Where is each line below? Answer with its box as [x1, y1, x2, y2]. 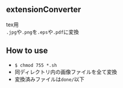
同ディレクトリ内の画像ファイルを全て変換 [14, 68, 117, 75]
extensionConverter [6, 5, 81, 15]
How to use [6, 46, 48, 56]
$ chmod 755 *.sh [14, 62, 57, 68]
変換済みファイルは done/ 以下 [14, 76, 85, 83]
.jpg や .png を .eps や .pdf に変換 [6, 28, 79, 35]
